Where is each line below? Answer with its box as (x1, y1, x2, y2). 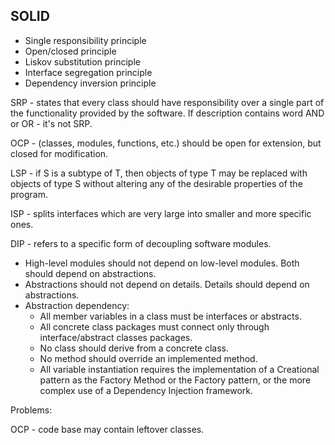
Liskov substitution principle (24, 55, 141, 68)
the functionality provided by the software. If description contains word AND (10, 107, 325, 119)
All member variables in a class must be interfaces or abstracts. (39, 310, 302, 322)
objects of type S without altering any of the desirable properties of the (10, 177, 303, 189)
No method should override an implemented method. (39, 352, 258, 364)
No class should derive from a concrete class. (39, 342, 229, 354)
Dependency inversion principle (24, 77, 157, 89)
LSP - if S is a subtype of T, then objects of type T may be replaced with (10, 167, 308, 179)
